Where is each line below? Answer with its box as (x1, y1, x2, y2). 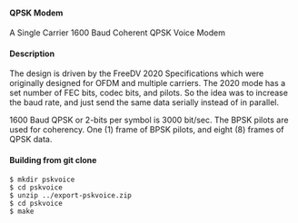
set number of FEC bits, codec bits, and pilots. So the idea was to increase (9, 87, 289, 99)
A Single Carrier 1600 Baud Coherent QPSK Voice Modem (9, 27, 225, 38)
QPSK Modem (9, 7, 64, 18)
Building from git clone (9, 155, 97, 165)
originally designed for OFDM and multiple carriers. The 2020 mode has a (9, 78, 286, 89)
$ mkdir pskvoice (9, 175, 75, 184)
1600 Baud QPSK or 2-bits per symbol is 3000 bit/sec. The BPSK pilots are (9, 114, 289, 126)
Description (9, 48, 55, 59)
